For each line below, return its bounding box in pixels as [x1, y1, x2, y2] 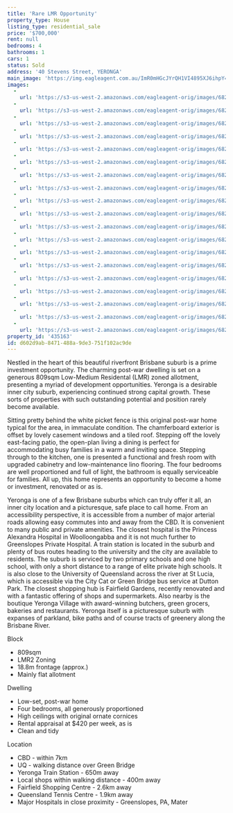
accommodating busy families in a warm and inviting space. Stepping [7, 446, 206, 454]
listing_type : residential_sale [7, 23, 101, 30]
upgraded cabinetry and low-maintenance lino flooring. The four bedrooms [7, 460, 222, 469]
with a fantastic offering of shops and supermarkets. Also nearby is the [7, 592, 210, 601]
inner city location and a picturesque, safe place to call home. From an [7, 503, 208, 512]
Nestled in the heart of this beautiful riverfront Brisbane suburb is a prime [7, 358, 217, 367]
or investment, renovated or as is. [7, 483, 103, 491]
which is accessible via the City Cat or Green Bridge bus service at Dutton [7, 577, 219, 585]
